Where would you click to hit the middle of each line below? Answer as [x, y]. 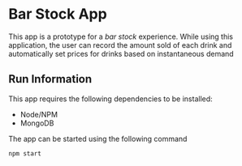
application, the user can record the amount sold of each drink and [120, 45]
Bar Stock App [58, 14]
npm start [25, 153]
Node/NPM [39, 114]
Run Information [50, 79]
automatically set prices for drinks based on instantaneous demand [121, 53]
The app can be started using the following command [98, 138]
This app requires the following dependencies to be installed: [110, 99]
